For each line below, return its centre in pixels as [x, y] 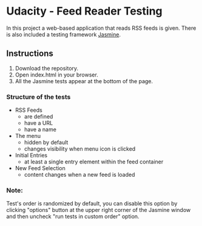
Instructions [30, 54]
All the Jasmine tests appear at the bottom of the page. [84, 81]
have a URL [39, 123]
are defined [39, 117]
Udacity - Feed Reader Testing [84, 11]
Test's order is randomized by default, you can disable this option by [92, 204]
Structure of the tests [39, 97]
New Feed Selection [40, 168]
